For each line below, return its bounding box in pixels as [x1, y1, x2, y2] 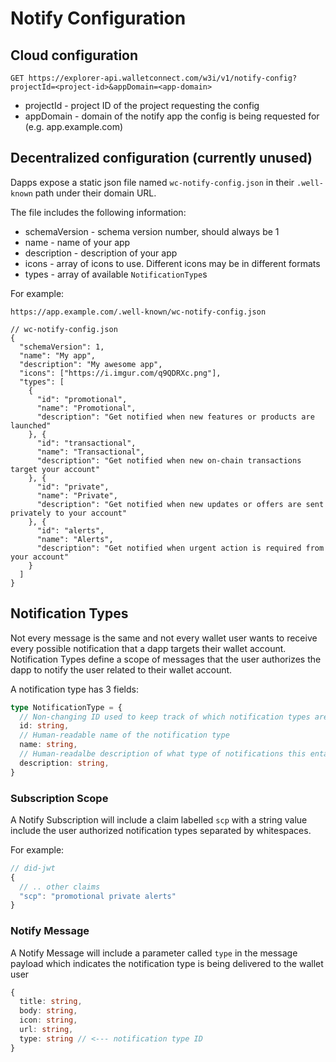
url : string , [19, 1025, 74, 1035]
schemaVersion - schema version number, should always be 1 [24, 225, 280, 237]
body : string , [19, 1006, 78, 1016]
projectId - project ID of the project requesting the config [24, 100, 260, 111]
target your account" [10, 464, 101, 474]
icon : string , [19, 1015, 78, 1026]
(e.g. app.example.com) [24, 121, 124, 132]
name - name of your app [24, 236, 131, 248]
